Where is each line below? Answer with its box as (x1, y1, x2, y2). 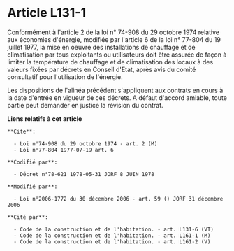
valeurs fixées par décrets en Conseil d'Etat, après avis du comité (7, 65, 196, 73)
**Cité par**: (7, 213, 49, 221)
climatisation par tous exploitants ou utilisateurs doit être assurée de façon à (7, 50, 227, 59)
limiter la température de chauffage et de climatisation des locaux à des (7, 57, 214, 66)
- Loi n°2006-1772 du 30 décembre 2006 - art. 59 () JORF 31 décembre (13, 195, 224, 202)
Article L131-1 (7, 5, 87, 21)
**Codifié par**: (7, 159, 58, 166)
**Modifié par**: (7, 183, 58, 190)
